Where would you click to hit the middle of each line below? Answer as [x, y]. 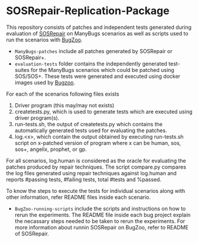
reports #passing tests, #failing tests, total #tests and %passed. [84, 179]
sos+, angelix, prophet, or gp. [51, 149]
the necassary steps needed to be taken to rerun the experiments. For [100, 221]
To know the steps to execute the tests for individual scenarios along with [95, 191]
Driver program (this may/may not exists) [64, 105]
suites [22, 70]
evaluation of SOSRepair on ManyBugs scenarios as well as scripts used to [97, 33]
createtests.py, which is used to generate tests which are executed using [103, 111]
